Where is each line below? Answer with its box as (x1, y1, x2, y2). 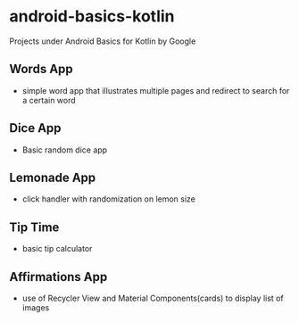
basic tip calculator (21, 244, 93, 254)
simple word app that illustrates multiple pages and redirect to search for (21, 85, 290, 95)
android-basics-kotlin (9, 6, 175, 27)
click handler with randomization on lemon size (21, 194, 196, 204)
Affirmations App (9, 269, 108, 285)
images (21, 302, 50, 313)
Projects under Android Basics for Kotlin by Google (9, 36, 196, 46)
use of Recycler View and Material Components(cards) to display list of (21, 293, 284, 303)
